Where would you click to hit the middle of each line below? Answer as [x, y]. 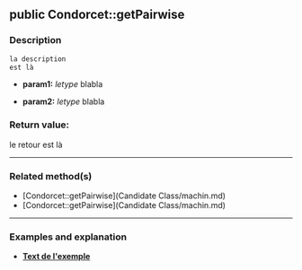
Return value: [40, 125]
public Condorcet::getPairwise [97, 15]
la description [38, 59]
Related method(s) [51, 176]
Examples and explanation [68, 237]
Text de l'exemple [56, 257]
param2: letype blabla [63, 101]
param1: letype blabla [62, 84]
